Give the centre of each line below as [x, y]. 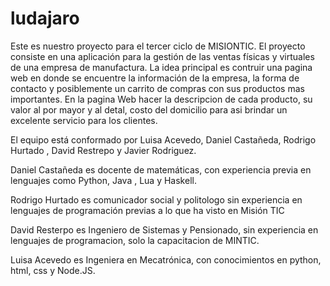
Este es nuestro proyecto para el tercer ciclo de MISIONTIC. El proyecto [158, 46]
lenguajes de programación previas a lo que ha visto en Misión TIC [147, 210]
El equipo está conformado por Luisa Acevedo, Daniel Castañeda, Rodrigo [163, 139]
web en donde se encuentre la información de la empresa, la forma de [155, 78]
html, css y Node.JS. [53, 270]
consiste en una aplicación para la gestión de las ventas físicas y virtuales [162, 56]
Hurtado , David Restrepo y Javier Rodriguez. [103, 150]
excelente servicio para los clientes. [84, 120]
